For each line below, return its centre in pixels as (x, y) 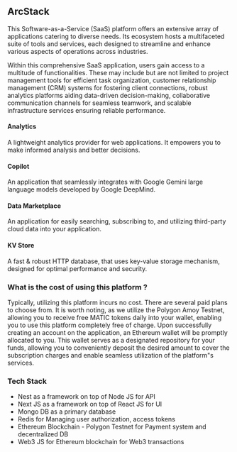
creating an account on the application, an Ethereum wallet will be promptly (118, 332)
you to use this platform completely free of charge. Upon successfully (110, 325)
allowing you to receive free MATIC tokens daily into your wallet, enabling (115, 317)
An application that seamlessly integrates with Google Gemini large (105, 182)
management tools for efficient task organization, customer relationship (112, 80)
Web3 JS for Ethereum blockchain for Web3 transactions (101, 442)
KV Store (21, 246)
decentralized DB (43, 434)
